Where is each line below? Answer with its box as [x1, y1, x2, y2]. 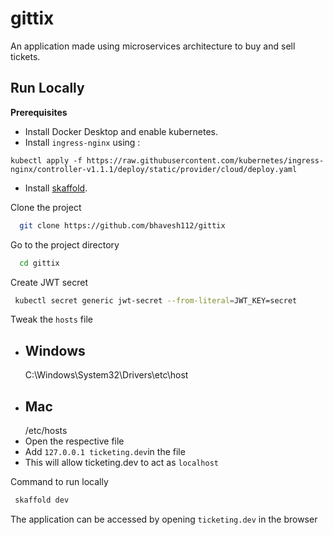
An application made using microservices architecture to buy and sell [10, 40, 296, 52]
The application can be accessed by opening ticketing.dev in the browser [10, 513, 318, 525]
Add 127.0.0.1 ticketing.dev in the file [24, 446, 186, 457]
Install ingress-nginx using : [24, 136, 141, 148]
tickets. [10, 50, 41, 62]
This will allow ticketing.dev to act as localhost [24, 457, 219, 468]
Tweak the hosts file [10, 313, 93, 326]
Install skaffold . [24, 182, 88, 194]
